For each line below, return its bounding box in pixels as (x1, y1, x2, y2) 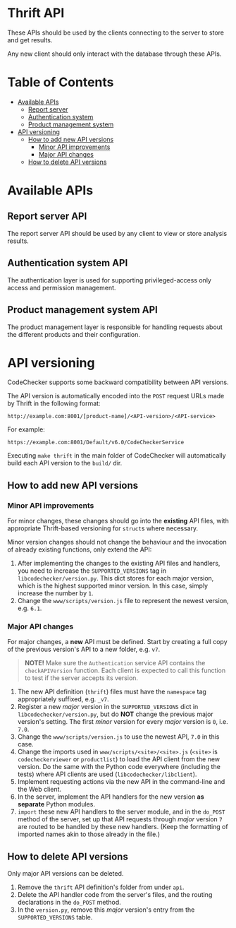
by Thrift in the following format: (7, 399, 101, 408)
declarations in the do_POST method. (17, 898, 121, 907)
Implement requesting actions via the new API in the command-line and (17, 778, 225, 786)
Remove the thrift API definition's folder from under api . (17, 883, 185, 891)
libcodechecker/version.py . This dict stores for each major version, (17, 574, 214, 583)
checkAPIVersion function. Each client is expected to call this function (24, 666, 226, 675)
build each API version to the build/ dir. (7, 459, 123, 468)
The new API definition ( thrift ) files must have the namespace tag (17, 687, 206, 696)
